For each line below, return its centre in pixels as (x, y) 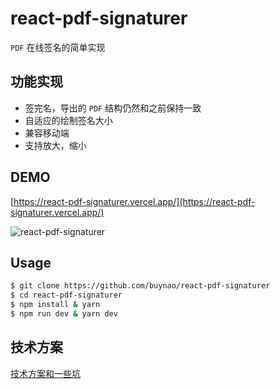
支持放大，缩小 (55, 145)
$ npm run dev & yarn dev (64, 314)
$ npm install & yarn (55, 305)
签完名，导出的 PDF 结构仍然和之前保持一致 (113, 108)
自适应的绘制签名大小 (68, 120)
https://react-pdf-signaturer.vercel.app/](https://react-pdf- (134, 201)
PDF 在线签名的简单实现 (58, 47)
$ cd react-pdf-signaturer (66, 295)
